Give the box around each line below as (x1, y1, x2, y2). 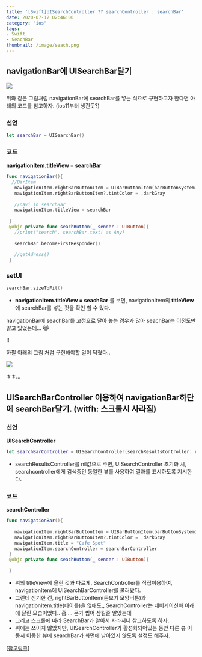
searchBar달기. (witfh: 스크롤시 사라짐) (15, 403, 157, 414)
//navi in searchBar (14, 201, 66, 207)
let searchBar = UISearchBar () (6, 132, 85, 138)
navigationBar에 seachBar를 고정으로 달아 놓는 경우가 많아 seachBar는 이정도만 (6, 317, 196, 325)
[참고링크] (6, 644, 30, 652)
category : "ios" (6, 20, 47, 26)
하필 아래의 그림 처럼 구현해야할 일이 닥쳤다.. (6, 349, 111, 356)
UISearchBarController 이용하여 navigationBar (6, 392, 180, 403)
